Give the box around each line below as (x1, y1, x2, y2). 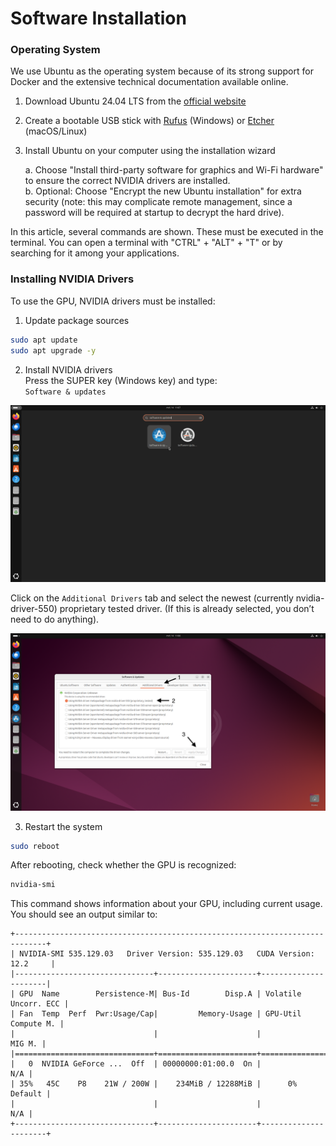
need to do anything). (10, 613, 100, 626)
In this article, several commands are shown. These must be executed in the (10, 226, 324, 238)
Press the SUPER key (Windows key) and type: (24, 374, 218, 386)
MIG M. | (10, 1039, 47, 1049)
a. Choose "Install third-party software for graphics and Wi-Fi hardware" (24, 164, 324, 176)
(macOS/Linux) (24, 125, 88, 137)
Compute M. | (10, 1019, 65, 1029)
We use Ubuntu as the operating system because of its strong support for (10, 65, 314, 77)
